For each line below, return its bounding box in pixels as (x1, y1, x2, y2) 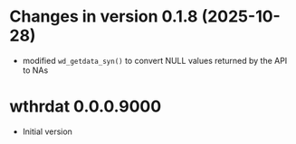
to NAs (22, 65, 49, 76)
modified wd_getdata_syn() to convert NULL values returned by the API (22, 55, 288, 66)
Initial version (22, 126, 72, 137)
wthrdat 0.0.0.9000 (9, 96, 162, 117)
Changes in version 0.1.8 (9, 6, 198, 27)
